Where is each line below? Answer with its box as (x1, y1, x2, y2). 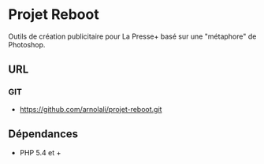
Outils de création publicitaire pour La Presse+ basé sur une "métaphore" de (8, 32, 257, 41)
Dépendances (8, 128, 79, 141)
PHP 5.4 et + (19, 148, 61, 158)
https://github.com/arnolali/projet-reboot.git (19, 104, 162, 114)
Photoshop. (8, 39, 46, 49)
